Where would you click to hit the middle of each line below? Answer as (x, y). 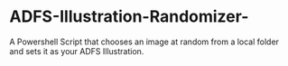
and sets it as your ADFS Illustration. (77, 51)
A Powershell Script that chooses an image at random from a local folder (144, 42)
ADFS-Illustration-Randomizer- (129, 17)
